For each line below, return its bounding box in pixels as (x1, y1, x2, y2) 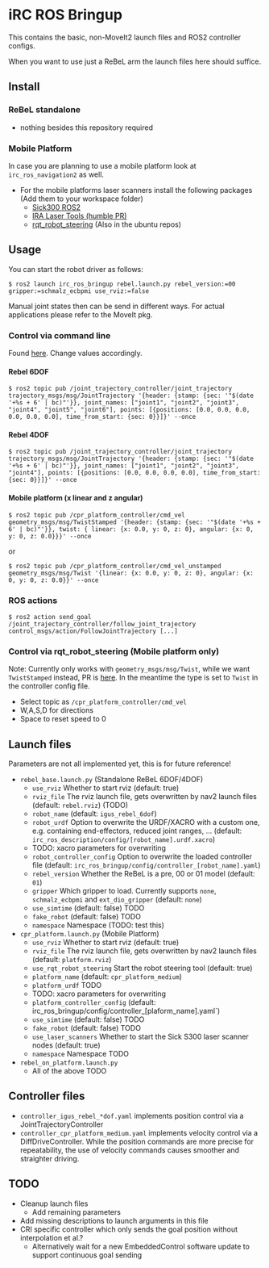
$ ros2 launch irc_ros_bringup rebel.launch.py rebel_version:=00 (8, 280, 236, 288)
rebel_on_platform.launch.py (19, 1059, 118, 1067)
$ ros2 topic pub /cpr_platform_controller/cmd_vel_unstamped (8, 562, 221, 570)
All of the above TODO (31, 1066, 107, 1076)
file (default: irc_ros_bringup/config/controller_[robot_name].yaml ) (31, 860, 261, 870)
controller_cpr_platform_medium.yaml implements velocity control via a (19, 1128, 259, 1137)
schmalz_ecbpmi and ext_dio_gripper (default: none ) (31, 894, 203, 905)
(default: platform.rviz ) (31, 955, 112, 965)
